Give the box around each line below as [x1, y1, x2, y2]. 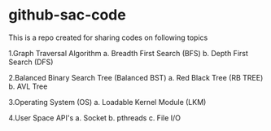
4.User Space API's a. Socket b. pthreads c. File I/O [8, 112, 181, 123]
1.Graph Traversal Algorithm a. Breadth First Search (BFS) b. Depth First [8, 48, 248, 58]
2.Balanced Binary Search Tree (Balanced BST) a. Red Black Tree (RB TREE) [8, 72, 264, 82]
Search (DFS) [8, 57, 54, 67]
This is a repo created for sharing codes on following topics [8, 33, 208, 42]
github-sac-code [8, 6, 126, 24]
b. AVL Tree [8, 81, 48, 91]
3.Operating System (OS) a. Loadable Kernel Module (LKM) [8, 97, 207, 107]
